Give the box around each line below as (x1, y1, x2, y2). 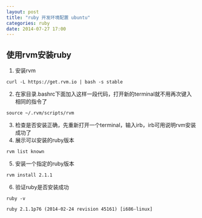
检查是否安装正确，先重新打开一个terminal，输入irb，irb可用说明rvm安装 (15, 122, 197, 129)
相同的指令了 (15, 98, 47, 105)
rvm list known (6, 149, 45, 155)
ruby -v (6, 196, 26, 202)
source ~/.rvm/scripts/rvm (6, 110, 74, 116)
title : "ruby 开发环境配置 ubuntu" (6, 15, 91, 21)
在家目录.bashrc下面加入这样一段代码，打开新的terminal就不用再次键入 (15, 90, 192, 97)
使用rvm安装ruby (6, 50, 71, 60)
